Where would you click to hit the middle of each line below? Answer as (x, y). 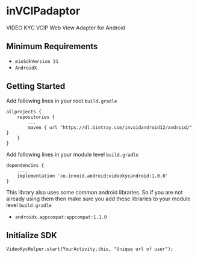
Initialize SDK (32, 235)
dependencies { (25, 165)
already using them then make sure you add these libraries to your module (98, 199)
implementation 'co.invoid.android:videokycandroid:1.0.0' (93, 176)
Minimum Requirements (52, 46)
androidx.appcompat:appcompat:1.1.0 (61, 217)
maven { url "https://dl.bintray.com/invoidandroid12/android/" (110, 127)
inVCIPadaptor (43, 11)
